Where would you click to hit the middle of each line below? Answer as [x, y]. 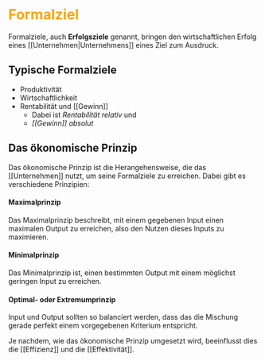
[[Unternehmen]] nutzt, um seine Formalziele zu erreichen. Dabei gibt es [127, 176]
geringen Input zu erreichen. [55, 281]
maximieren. [29, 237]
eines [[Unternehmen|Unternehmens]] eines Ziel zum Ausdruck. [113, 45]
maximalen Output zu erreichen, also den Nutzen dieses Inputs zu [116, 228]
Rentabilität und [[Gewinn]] [64, 106]
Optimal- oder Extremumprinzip [62, 299]
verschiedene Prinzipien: [49, 184]
